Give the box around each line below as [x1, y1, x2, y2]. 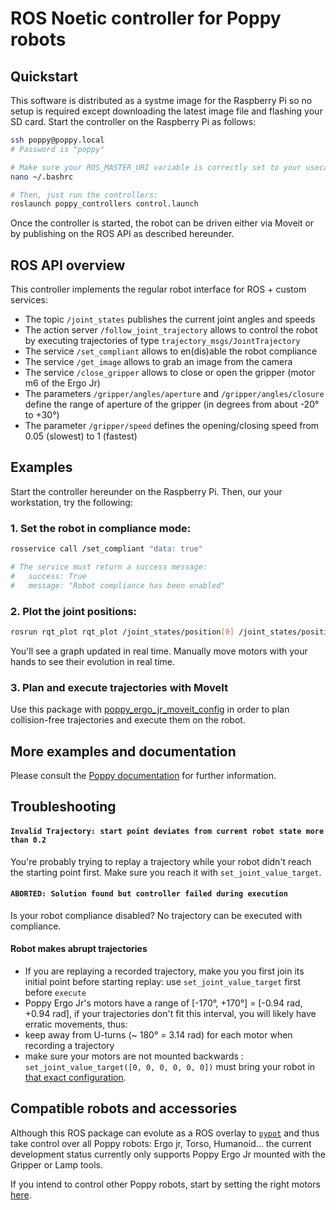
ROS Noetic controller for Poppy [10, 7, 282, 30]
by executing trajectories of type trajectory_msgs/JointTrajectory [24, 335, 301, 347]
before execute [24, 986, 87, 998]
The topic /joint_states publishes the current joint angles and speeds [24, 313, 316, 326]
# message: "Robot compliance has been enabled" [10, 580, 226, 591]
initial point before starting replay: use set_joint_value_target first [24, 975, 302, 987]
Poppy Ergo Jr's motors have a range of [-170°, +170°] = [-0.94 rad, [24, 997, 303, 1009]
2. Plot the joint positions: [10, 604, 138, 618]
